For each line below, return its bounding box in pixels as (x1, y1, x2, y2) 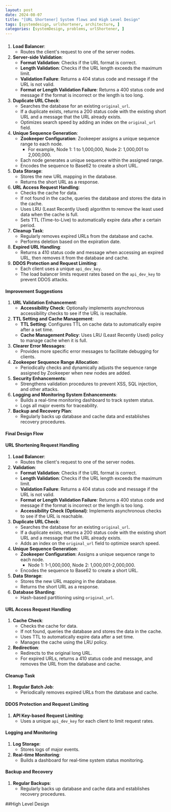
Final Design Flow (5, 430, 44, 436)
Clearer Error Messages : (12, 343, 66, 349)
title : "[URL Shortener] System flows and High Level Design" (5, 17, 140, 22)
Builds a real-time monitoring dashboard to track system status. (20, 397, 154, 403)
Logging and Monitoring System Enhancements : (12, 391, 117, 398)
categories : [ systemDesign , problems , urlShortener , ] (5, 27, 125, 32)
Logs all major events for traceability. (20, 403, 99, 409)
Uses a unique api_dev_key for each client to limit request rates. (20, 718, 154, 724)
